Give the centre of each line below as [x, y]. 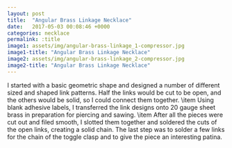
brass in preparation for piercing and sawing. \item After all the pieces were [115, 115]
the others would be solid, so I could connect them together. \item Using [110, 100]
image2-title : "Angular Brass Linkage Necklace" [79, 65]
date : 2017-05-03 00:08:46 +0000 [59, 26]
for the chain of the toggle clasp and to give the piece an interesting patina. [115, 137]
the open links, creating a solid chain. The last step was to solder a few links [116, 129]
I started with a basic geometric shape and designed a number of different [114, 85]
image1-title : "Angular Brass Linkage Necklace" [79, 53]
